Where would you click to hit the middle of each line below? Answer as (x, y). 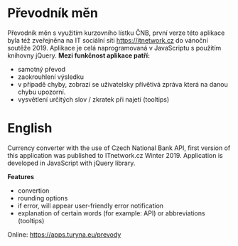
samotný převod (42, 69)
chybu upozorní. (42, 92)
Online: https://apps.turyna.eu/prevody (64, 234)
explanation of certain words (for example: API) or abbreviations (111, 213)
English (30, 128)
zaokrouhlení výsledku (50, 77)
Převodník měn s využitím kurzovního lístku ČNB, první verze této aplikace (116, 33)
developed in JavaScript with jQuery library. (71, 163)
